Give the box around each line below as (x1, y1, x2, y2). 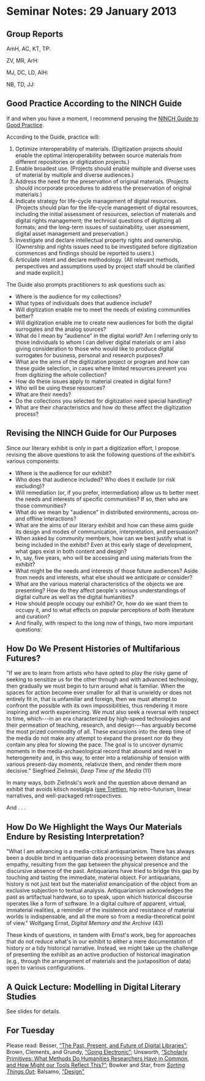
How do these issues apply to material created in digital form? (15, 378, 171, 385)
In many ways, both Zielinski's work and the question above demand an (6, 779, 187, 786)
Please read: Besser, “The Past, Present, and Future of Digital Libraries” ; (6, 1042, 188, 1049)
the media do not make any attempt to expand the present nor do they (6, 735, 184, 742)
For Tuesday (6, 1025, 55, 1036)
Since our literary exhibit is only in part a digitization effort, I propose (6, 444, 179, 452)
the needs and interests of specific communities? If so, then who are (15, 495, 188, 503)
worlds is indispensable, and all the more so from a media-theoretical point (6, 913, 195, 920)
